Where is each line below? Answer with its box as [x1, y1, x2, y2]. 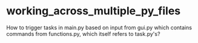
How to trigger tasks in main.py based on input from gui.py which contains [6, 24, 193, 31]
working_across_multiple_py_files [6, 4, 181, 18]
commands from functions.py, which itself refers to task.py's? [6, 30, 160, 37]
